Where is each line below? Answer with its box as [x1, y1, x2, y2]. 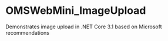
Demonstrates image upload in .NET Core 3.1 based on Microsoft [5, 23, 162, 30]
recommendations [5, 29, 50, 36]
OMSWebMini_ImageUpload [5, 4, 146, 17]
